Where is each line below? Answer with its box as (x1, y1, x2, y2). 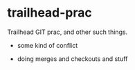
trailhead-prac (7, 5, 92, 21)
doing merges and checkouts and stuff (17, 54, 128, 63)
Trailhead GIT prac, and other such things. (7, 28, 128, 36)
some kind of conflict (17, 41, 78, 49)
